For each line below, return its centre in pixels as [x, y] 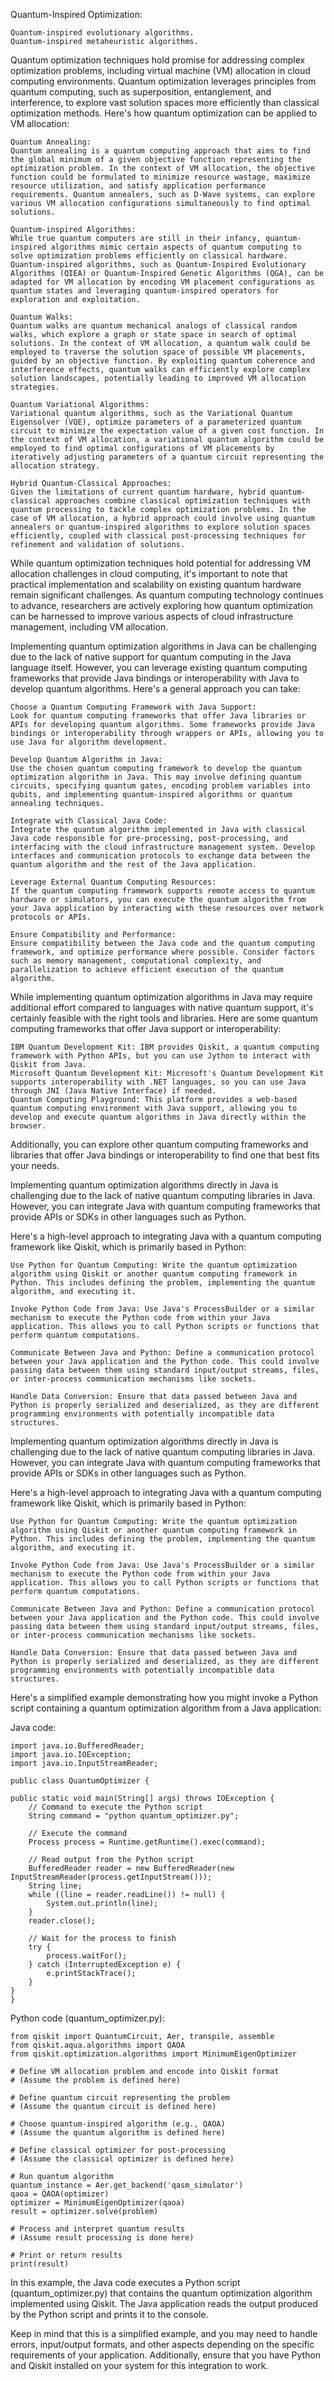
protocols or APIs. [51, 917]
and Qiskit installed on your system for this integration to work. [139, 2365]
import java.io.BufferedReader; [77, 1746]
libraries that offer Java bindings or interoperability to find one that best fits [165, 1155]
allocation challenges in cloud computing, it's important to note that [149, 573]
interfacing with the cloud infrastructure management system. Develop [162, 847]
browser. [28, 1126]
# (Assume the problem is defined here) [96, 2080]
